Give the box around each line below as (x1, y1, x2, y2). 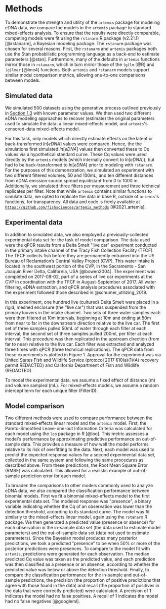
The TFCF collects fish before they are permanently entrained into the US (5, 252, 155, 258)
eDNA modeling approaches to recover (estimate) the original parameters (5, 115, 155, 121)
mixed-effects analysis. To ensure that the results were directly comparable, (5, 30, 161, 36)
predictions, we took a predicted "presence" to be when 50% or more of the (5, 541, 161, 547)
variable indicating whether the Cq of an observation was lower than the (5, 503, 152, 509)
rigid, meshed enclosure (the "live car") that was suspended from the (5, 304, 147, 310)
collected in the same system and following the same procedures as (5, 457, 144, 463)
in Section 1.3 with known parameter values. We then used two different (5, 110, 152, 116)
